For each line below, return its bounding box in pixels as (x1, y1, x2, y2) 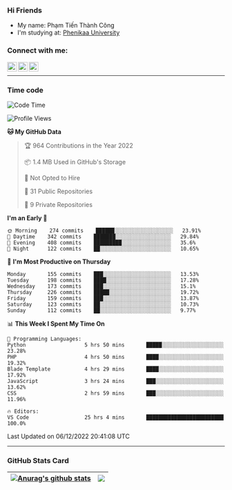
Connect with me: (7, 46, 68, 55)
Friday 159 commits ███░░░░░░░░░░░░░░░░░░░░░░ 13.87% (7, 295, 199, 302)
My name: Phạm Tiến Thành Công (17, 21, 115, 30)
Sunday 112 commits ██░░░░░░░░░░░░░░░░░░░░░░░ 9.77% (7, 306, 196, 314)
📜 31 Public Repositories (23, 187, 93, 195)
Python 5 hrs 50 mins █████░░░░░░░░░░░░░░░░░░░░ (7, 341, 224, 349)
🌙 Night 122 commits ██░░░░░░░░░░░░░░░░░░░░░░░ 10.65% (7, 245, 199, 252)
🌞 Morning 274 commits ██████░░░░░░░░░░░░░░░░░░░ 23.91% (7, 227, 202, 234)
